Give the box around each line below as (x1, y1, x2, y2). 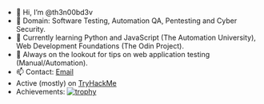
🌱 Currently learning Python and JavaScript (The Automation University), (15, 33, 256, 42)
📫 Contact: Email (15, 67, 74, 76)
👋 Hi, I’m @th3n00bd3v (15, 8, 94, 17)
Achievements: (15, 87, 66, 96)
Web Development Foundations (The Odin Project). (15, 41, 184, 51)
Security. (15, 25, 46, 33)
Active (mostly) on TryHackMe (15, 79, 118, 87)
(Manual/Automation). (15, 58, 88, 67)
